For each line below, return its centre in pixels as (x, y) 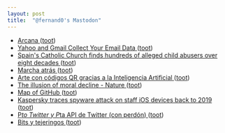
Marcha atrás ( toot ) (45, 70)
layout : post (26, 14)
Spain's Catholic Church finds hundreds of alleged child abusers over (117, 55)
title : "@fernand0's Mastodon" (54, 20)
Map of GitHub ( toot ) (47, 92)
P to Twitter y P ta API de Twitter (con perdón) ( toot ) (90, 114)
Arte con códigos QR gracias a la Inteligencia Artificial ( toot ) (103, 77)
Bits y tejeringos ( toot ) (49, 122)
